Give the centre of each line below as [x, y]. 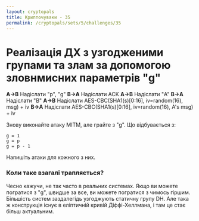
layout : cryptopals [30, 12]
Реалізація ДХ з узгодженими [85, 52]
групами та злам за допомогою [88, 65]
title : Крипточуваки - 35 [38, 17]
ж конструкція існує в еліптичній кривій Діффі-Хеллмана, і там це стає [96, 205]
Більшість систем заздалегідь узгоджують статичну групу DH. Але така [98, 198]
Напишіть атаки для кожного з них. [51, 157]
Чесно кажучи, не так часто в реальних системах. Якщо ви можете [92, 186]
